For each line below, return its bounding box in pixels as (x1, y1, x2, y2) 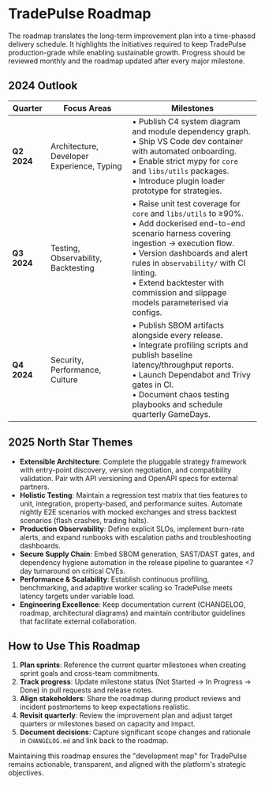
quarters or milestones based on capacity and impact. (19, 719, 196, 729)
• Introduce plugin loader (132, 175, 226, 186)
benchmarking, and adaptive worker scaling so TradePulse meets (19, 582, 233, 592)
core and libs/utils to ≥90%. (132, 207, 244, 218)
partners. (19, 482, 50, 491)
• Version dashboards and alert (132, 247, 248, 258)
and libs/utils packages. (132, 165, 230, 176)
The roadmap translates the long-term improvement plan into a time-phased (8, 31, 256, 40)
